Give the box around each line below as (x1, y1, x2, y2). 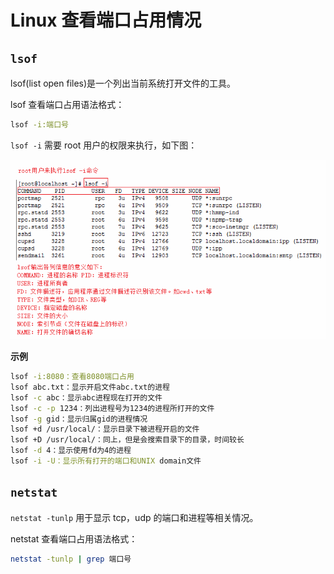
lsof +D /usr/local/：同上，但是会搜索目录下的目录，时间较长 (10, 435, 245, 445)
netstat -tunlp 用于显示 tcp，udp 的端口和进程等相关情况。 (10, 511, 259, 523)
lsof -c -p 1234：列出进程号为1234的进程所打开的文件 (10, 403, 215, 413)
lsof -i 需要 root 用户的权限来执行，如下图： (10, 139, 198, 151)
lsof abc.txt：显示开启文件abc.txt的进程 (10, 382, 170, 392)
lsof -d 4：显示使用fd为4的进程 (10, 446, 132, 456)
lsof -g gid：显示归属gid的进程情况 (10, 414, 148, 424)
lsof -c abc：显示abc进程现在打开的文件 (10, 392, 163, 403)
